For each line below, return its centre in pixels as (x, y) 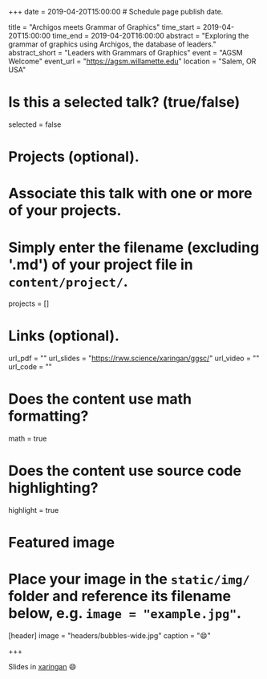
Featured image (61, 543)
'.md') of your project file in (101, 264)
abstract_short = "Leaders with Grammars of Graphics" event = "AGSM (125, 53)
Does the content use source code (125, 471)
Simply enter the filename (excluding (134, 247)
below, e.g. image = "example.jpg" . (125, 614)
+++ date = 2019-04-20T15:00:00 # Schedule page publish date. (116, 12)
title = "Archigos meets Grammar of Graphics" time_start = (105, 27)
